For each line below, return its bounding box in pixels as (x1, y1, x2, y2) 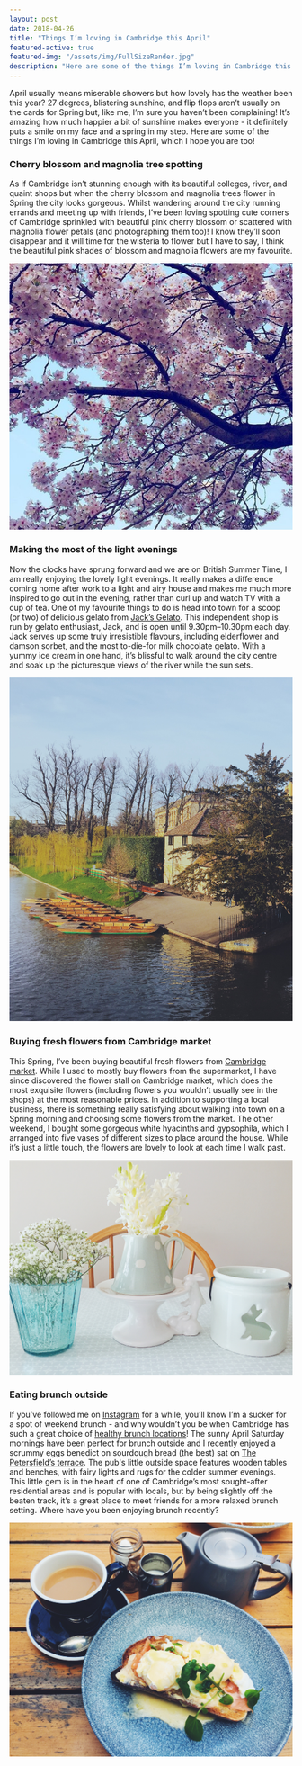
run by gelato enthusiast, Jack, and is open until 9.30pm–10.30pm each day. (9, 621, 291, 632)
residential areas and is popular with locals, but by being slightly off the (9, 1485, 273, 1496)
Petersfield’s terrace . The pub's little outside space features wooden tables (9, 1457, 288, 1467)
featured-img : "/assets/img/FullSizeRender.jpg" (9, 52, 195, 62)
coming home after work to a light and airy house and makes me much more (9, 583, 292, 594)
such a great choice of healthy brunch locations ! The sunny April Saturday (9, 1428, 285, 1439)
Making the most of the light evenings (9, 543, 178, 556)
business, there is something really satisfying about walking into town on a (9, 1103, 285, 1115)
